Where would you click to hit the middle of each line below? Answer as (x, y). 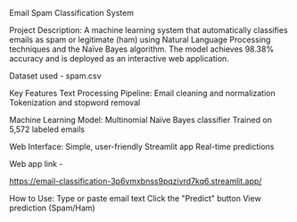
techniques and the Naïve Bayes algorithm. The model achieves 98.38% (142, 49)
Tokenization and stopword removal (75, 103)
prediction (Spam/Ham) (52, 208)
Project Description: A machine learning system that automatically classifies (148, 30)
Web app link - (36, 164)
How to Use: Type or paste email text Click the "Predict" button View (135, 198)
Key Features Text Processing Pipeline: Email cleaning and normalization (142, 93)
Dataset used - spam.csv (55, 76)
